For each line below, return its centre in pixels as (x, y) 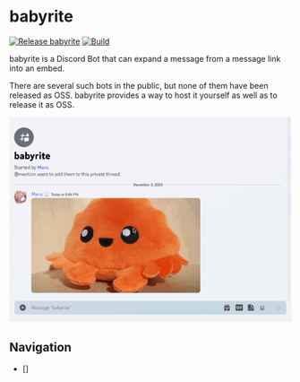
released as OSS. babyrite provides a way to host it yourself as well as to (143, 95)
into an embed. (37, 68)
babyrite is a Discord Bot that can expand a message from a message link (145, 58)
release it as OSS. (42, 104)
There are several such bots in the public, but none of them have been (139, 85)
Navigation (40, 347)
